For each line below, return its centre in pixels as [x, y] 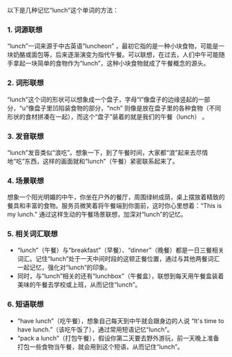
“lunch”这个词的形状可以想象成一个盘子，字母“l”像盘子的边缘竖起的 [103, 99]
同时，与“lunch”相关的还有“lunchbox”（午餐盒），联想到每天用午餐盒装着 [120, 276]
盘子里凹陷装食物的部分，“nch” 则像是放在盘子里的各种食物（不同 [128, 108]
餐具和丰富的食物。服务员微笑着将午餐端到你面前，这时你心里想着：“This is [115, 206]
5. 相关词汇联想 [32, 234]
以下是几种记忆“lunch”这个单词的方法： [63, 10]
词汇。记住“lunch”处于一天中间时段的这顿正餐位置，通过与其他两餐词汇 [118, 259]
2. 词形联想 [26, 83]
